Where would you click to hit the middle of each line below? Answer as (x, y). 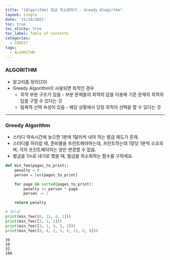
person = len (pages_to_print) (46, 175)
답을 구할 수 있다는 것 (41, 101)
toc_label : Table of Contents (37, 33)
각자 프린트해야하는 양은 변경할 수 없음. (58, 150)
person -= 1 (36, 194)
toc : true (16, 24)
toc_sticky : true (24, 29)
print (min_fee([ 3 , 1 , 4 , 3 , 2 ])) (40, 226)
